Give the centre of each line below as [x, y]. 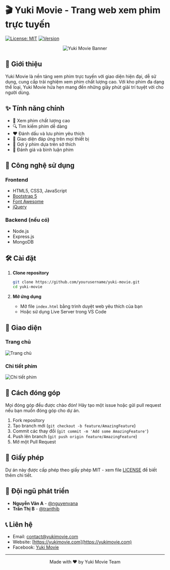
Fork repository [29, 420]
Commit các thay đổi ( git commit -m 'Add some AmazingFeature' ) [80, 431]
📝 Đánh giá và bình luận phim [43, 150]
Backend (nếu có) [27, 220]
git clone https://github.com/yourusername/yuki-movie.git [76, 282]
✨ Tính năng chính [35, 108]
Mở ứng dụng [27, 297]
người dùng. [18, 92]
